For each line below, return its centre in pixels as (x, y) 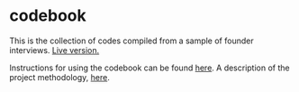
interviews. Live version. (54, 50)
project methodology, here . (60, 77)
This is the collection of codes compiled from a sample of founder (131, 41)
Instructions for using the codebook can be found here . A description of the (149, 68)
